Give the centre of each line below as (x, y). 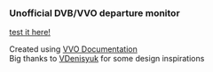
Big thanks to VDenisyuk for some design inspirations (107, 59)
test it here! (30, 32)
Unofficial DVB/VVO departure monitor (95, 13)
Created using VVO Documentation (73, 49)
